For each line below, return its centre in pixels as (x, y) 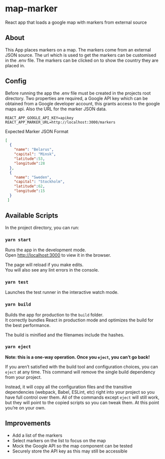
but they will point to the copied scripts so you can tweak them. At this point (82, 402)
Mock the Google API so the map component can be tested (72, 446)
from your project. (23, 377)
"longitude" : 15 (30, 191)
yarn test (17, 282)
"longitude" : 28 (30, 163)
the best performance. (28, 325)
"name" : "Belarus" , (34, 150)
